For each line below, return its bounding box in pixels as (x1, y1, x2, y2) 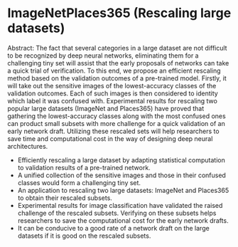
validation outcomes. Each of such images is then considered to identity (7, 89, 218, 98)
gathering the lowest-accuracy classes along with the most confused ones (7, 112, 226, 120)
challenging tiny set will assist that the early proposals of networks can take (7, 58, 229, 67)
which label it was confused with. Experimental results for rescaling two (7, 96, 218, 105)
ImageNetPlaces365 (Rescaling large (7, 5, 232, 21)
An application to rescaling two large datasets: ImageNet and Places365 (17, 186, 229, 194)
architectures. (7, 142, 48, 150)
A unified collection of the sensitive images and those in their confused (17, 171, 226, 179)
